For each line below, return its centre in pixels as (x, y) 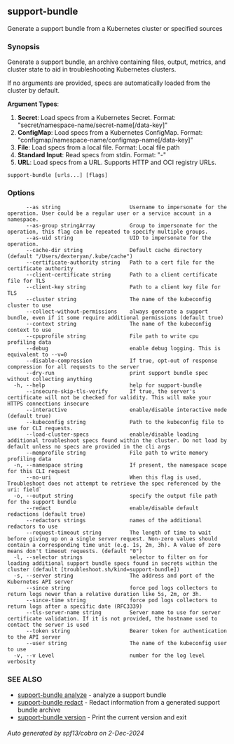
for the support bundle (42, 502)
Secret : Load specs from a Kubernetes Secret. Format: (97, 118)
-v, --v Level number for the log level (109, 656)
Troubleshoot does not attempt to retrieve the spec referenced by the (114, 484)
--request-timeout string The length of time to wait (118, 533)
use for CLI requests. (40, 429)
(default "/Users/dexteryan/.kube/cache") (70, 257)
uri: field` (25, 490)
